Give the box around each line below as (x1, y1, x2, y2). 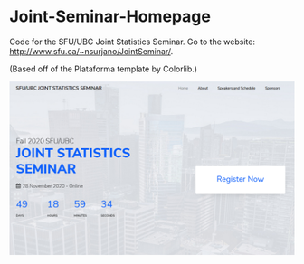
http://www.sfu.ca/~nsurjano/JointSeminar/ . (9, 45, 174, 56)
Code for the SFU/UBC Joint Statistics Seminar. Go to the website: (9, 36, 256, 47)
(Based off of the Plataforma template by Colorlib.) (9, 63, 197, 74)
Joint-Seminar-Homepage (9, 6, 211, 27)
